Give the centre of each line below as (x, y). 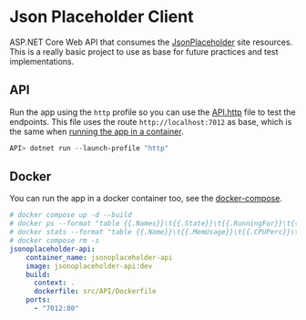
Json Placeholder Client (102, 17)
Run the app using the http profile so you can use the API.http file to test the (153, 112)
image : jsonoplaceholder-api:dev (89, 266)
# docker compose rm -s (55, 241)
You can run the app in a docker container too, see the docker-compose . (146, 199)
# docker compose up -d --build (71, 215)
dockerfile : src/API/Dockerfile (95, 292)
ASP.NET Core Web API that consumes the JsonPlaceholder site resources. (151, 42)
